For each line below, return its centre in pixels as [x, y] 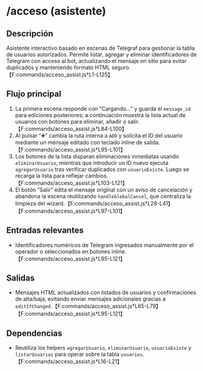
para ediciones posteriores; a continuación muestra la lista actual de [100, 115]
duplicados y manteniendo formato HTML [58, 67]
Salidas [21, 278]
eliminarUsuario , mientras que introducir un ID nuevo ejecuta [92, 162]
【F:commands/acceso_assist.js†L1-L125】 [60, 75]
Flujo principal [34, 94]
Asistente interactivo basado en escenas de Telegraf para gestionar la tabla [101, 48]
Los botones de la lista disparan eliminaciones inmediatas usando [97, 156]
